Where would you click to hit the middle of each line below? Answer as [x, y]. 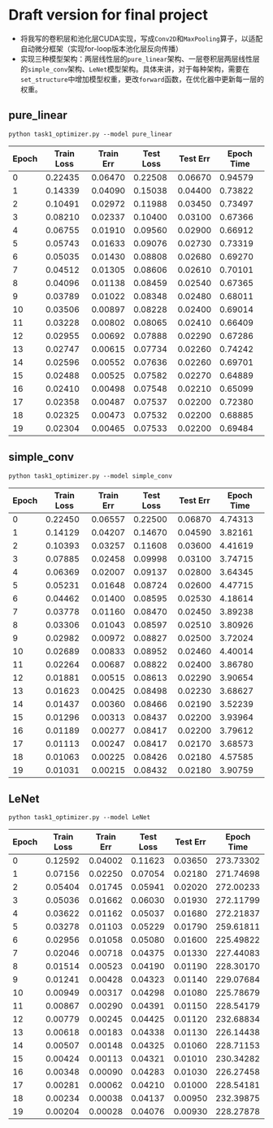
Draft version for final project [108, 15]
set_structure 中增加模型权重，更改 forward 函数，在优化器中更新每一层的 [142, 79]
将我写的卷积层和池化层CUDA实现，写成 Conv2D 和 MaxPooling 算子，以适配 [141, 38]
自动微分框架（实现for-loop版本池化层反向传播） [101, 48]
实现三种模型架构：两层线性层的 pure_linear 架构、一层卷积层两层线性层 [140, 59]
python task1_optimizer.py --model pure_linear [91, 134]
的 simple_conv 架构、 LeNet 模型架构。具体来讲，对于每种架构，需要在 [135, 69]
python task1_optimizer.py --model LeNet [80, 818]
